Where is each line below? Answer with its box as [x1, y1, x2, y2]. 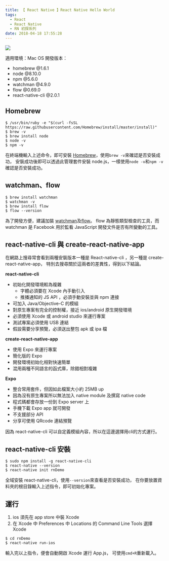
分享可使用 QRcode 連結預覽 [12, 418, 72, 424]
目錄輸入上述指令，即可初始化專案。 [22, 483, 99, 489]
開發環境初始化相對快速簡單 [12, 359, 71, 365]
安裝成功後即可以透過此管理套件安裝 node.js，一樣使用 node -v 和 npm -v [15, 158, 163, 164]
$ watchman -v [5, 199, 35, 204]
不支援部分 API [12, 411, 44, 417]
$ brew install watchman [5, 195, 58, 200]
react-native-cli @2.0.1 [12, 92, 60, 98]
